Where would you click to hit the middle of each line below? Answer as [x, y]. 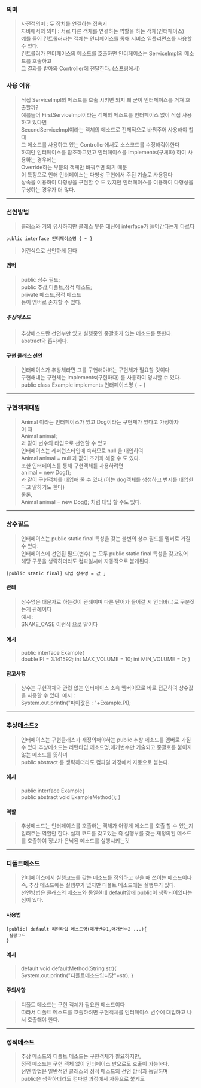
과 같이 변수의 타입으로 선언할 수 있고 [64, 443]
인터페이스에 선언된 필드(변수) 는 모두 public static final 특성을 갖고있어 [104, 553]
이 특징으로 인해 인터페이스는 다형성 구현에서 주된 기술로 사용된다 [97, 174]
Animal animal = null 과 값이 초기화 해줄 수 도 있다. [80, 458]
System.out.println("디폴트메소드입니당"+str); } [77, 975]
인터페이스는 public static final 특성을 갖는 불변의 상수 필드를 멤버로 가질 [106, 538]
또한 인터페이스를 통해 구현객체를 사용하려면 [72, 466]
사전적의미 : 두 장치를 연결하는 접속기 [64, 24]
